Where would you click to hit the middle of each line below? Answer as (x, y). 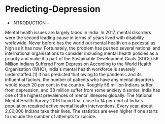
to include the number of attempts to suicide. (51, 116)
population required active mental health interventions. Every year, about (79, 106)
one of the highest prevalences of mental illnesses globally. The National (79, 95)
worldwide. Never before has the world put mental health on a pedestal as (80, 42)
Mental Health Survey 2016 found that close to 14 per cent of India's (74, 100)
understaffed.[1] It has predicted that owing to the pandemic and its (73, 74)
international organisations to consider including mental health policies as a (82, 53)
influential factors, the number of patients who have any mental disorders (80, 80)
